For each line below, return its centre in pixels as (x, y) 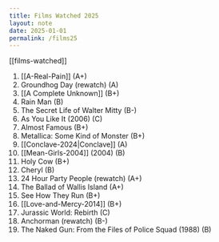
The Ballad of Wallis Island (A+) (72, 187)
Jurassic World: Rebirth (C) (65, 212)
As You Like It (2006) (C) (62, 119)
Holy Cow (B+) (45, 162)
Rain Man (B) (42, 102)
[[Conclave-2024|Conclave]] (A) (74, 144)
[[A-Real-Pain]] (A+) (54, 76)
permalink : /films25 (44, 38)
